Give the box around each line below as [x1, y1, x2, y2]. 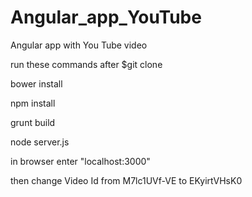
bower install [10, 77, 63, 90]
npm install [10, 97, 56, 109]
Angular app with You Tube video [10, 39, 148, 51]
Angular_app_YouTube [10, 6, 202, 29]
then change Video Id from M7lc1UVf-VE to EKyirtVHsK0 [10, 174, 243, 186]
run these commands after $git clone [10, 58, 163, 70]
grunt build [10, 116, 56, 128]
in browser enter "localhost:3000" [10, 155, 151, 167]
